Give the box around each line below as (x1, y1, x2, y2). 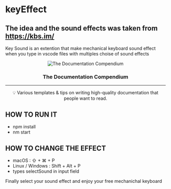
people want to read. (64, 95, 107, 101)
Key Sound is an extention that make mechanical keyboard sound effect (5, 45, 156, 51)
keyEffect (5, 4, 47, 15)
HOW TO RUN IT (5, 110, 58, 119)
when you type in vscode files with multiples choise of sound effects (5, 51, 149, 57)
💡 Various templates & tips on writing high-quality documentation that (12, 90, 159, 96)
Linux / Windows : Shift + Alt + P (12, 163, 81, 169)
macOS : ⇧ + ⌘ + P (12, 157, 55, 164)
